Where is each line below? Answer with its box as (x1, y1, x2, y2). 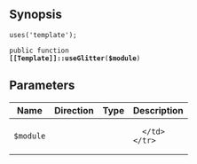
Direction (54, 104, 95, 116)
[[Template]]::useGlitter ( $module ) (9, 53, 141, 63)
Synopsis (9, 7, 62, 22)
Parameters (9, 78, 75, 93)
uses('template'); (9, 30, 77, 39)
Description (132, 104, 184, 116)
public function (9, 46, 69, 55)
